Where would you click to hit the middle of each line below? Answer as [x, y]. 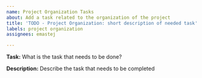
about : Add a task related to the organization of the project [88, 18]
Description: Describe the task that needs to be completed [81, 69]
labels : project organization [45, 29]
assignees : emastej [31, 34]
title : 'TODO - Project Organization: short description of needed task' [102, 23]
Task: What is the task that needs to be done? [64, 57]
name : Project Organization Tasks [50, 12]
